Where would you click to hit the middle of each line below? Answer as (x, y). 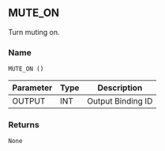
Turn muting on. (34, 32)
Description (120, 88)
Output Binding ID (120, 101)
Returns (24, 125)
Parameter (32, 88)
